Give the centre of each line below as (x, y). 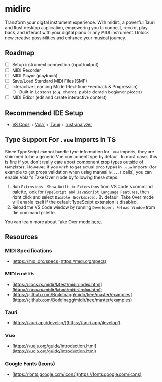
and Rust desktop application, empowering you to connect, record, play (76, 27)
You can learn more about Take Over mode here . (53, 222)
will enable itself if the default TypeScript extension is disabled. (75, 202)
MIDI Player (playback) (35, 76)
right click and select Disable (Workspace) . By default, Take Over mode (83, 197)
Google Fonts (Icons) (30, 364)
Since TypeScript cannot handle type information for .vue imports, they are (80, 152)
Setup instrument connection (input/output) (55, 64)
